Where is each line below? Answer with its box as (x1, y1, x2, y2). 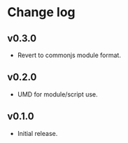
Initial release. (17, 129, 58, 137)
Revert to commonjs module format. (17, 51, 121, 59)
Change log (7, 4, 76, 20)
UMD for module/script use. (17, 89, 98, 99)
